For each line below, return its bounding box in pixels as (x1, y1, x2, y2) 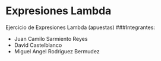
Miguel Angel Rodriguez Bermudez (14, 47, 100, 54)
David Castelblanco (14, 41, 62, 49)
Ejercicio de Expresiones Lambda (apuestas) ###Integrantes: (5, 24, 156, 31)
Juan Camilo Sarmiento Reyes (14, 35, 88, 42)
